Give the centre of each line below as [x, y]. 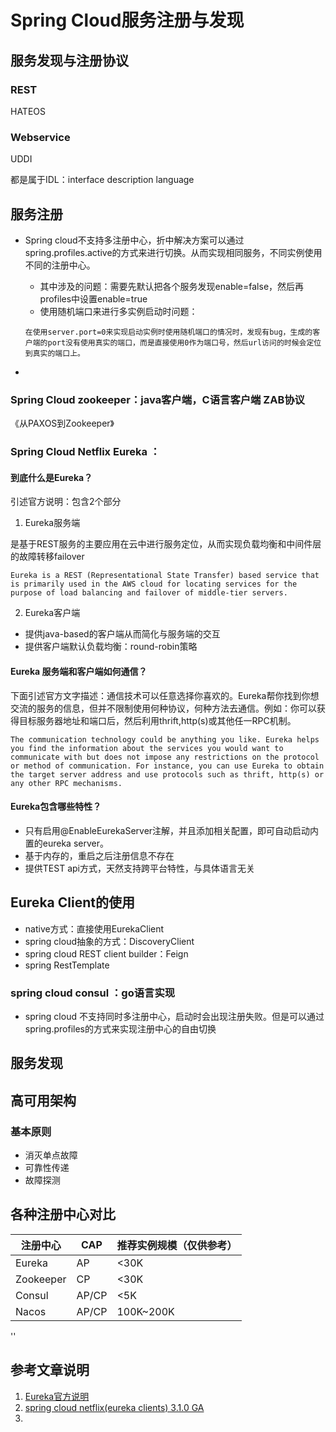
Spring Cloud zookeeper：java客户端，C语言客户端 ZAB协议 [157, 399]
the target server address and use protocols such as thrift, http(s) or [167, 774]
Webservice [40, 137]
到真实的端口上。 [54, 353]
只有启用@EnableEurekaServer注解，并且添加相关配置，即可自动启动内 [172, 830]
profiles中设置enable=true [93, 298]
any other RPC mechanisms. [66, 783]
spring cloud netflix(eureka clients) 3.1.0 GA [114, 1407]
